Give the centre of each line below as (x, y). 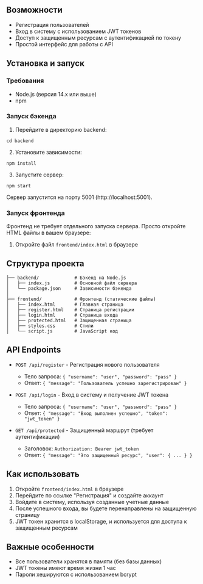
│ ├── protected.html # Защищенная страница (69, 320)
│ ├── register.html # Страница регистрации (71, 310)
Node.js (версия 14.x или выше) (56, 94)
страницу (27, 514)
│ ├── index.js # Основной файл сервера (72, 283)
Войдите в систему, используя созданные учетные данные (92, 502)
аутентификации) (37, 436)
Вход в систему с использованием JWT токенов (78, 31)
